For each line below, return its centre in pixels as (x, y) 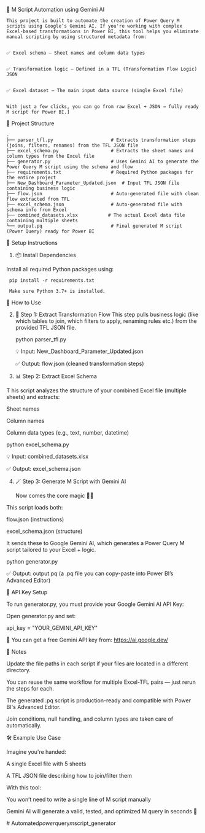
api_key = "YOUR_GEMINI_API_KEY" (52, 628)
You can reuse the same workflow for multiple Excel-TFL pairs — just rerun (101, 682)
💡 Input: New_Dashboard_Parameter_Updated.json (79, 351)
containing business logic (41, 188)
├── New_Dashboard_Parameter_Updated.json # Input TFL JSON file (93, 183)
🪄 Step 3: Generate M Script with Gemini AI (71, 481)
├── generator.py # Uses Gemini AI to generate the (103, 161)
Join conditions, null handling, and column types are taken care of (90, 719)
